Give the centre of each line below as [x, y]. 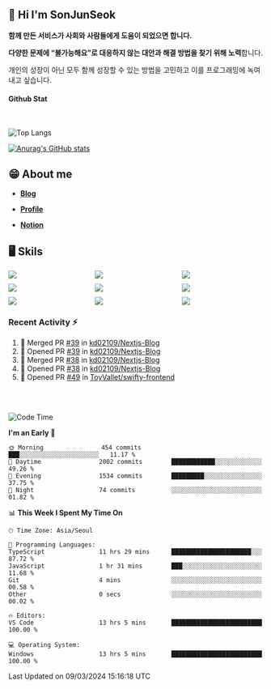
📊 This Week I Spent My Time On [66, 513]
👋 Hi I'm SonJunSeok [62, 15]
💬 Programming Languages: [52, 545]
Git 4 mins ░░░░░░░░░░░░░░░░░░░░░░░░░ [135, 581]
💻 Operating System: [44, 645]
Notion [32, 225]
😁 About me [40, 174]
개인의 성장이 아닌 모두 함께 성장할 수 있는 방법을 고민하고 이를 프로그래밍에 [127, 70]
